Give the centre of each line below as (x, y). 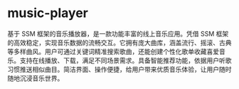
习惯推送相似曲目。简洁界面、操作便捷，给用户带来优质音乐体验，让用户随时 (119, 69)
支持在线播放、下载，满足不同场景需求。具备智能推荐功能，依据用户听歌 (126, 60)
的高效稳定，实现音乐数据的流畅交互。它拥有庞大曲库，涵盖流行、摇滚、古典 (119, 42)
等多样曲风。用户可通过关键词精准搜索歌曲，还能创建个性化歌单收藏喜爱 (113, 51)
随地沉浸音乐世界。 (36, 78)
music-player (48, 13)
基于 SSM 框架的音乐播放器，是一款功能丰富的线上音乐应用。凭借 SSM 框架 (118, 33)
